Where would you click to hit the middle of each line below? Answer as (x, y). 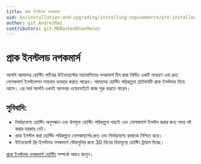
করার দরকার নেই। (31, 129)
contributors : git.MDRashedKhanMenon (53, 28)
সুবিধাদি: (17, 107)
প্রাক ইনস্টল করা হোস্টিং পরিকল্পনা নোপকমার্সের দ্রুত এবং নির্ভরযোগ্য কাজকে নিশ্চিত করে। (89, 136)
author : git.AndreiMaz (34, 23)
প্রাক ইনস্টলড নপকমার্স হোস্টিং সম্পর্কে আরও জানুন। (50, 154)
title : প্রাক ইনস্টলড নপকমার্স (33, 12)
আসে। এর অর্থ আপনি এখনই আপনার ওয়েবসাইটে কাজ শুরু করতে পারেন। (68, 89)
